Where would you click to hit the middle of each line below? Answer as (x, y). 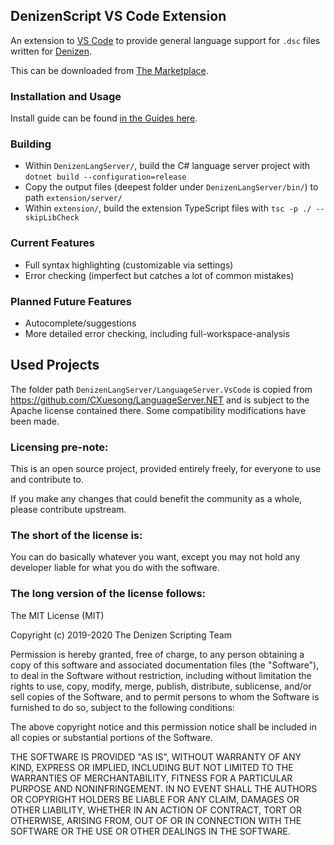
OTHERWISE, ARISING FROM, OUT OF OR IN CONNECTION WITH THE (156, 820)
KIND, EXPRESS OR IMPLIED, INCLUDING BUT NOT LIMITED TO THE (152, 767)
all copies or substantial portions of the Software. (111, 737)
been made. (35, 421)
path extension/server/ (73, 198)
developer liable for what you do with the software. (115, 568)
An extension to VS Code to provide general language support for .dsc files (165, 40)
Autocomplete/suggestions (80, 323)
